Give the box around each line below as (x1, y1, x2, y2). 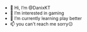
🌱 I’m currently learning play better (10, 15, 82, 21)
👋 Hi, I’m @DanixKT (10, 5, 51, 10)
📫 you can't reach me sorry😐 (10, 21, 73, 27)
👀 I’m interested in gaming (10, 10, 64, 16)
